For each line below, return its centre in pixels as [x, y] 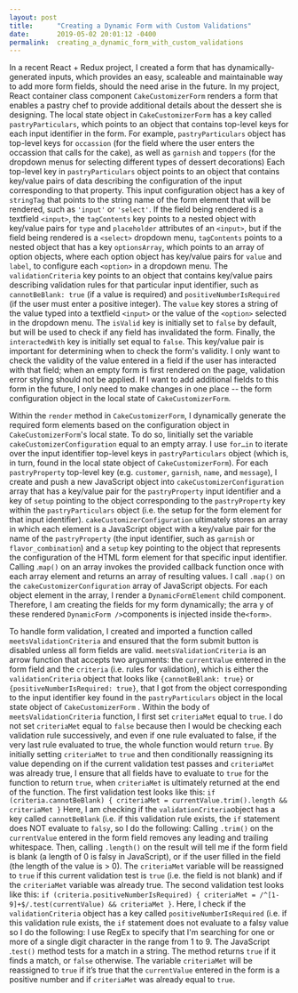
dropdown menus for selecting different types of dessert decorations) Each [147, 162]
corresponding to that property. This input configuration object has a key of [147, 190]
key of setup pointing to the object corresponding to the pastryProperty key [147, 501]
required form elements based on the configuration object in [119, 425]
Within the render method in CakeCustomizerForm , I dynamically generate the [148, 416]
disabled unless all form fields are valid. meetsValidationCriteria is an [138, 650]
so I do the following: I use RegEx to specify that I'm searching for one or [142, 932]
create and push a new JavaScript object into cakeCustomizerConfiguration [147, 482]
